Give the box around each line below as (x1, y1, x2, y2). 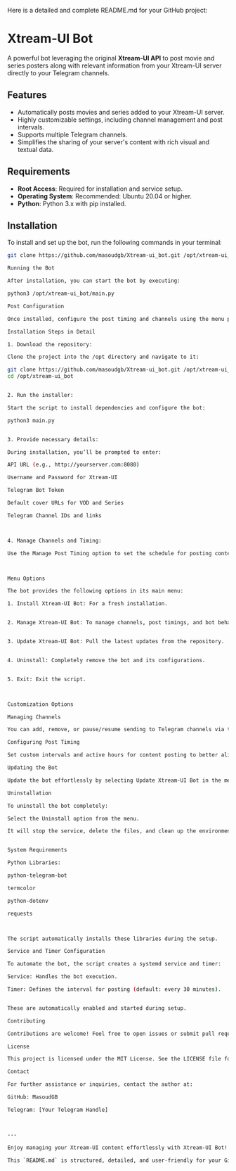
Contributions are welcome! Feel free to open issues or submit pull (7, 1030, 216, 1037)
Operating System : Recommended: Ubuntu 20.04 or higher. (17, 191, 192, 200)
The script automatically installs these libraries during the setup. (7, 935, 218, 942)
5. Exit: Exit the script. (7, 676, 86, 683)
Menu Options (7, 575, 46, 582)
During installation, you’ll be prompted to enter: (7, 448, 162, 456)
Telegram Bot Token (7, 487, 65, 494)
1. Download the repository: (7, 341, 93, 348)
